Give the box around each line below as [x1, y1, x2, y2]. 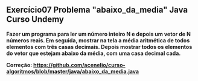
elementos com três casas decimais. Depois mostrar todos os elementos [6, 43, 193, 50]
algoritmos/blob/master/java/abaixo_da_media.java [6, 68, 139, 75]
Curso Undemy [6, 15, 65, 25]
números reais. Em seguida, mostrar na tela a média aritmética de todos [6, 36, 190, 44]
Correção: [6, 61, 33, 68]
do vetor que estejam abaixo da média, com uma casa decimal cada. [6, 50, 181, 57]
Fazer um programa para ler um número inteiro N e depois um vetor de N [6, 30, 191, 37]
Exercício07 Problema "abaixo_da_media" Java [6, 5, 188, 15]
